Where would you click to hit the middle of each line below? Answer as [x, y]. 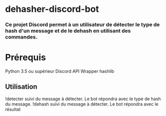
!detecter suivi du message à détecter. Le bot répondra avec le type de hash [83, 99]
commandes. [21, 37]
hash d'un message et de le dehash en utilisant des [68, 31]
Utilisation [21, 87]
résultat [13, 109]
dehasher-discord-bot [52, 9]
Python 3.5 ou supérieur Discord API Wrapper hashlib [60, 71]
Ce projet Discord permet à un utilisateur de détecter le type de [83, 25]
